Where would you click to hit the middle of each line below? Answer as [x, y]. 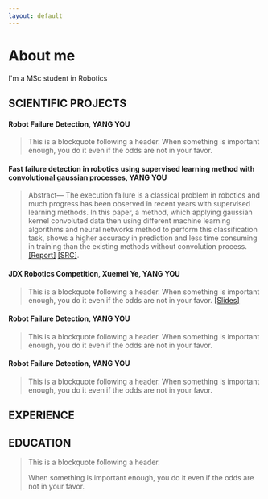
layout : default [35, 16]
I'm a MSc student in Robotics [58, 78]
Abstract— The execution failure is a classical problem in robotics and [144, 195]
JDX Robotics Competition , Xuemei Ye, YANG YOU [95, 273]
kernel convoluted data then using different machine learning [129, 221]
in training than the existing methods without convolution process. [138, 247]
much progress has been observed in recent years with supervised [139, 204]
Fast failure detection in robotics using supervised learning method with [132, 168]
